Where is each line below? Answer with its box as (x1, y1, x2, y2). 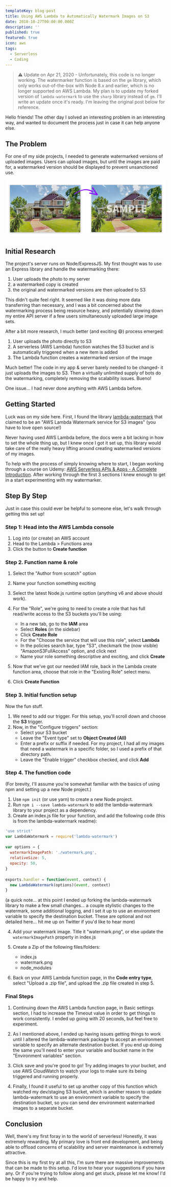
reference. (17, 104, 40, 110)
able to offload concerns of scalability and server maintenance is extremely (5, 1144, 164, 1150)
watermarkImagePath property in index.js (12, 934, 96, 940)
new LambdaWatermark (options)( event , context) (10, 882, 111, 887)
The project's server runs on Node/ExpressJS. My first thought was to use (5, 261, 162, 267)
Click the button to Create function (12, 546, 87, 552)
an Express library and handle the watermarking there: (5, 266, 120, 272)
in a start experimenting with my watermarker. (5, 477, 102, 483)
